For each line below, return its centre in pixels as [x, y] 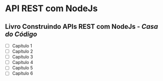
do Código [21, 34]
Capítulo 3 [22, 57]
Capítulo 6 [22, 73]
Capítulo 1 [22, 46]
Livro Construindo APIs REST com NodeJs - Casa [82, 27]
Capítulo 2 [22, 51]
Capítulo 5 [22, 68]
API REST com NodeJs [51, 9]
